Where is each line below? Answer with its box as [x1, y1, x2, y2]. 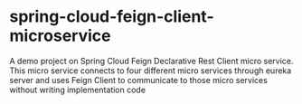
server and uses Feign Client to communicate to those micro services [9, 74, 269, 85]
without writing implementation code [9, 84, 146, 95]
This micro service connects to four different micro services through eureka [9, 65, 292, 76]
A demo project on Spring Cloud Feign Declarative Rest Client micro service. [9, 55, 294, 66]
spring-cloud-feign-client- [9, 6, 214, 27]
